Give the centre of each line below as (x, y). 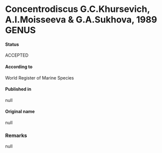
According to (19, 67)
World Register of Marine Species (40, 77)
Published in (18, 89)
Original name (20, 112)
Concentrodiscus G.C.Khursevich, (78, 9)
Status (12, 44)
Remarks (16, 135)
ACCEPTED (17, 55)
